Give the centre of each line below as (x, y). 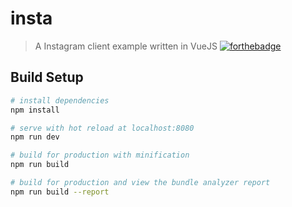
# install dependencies (60, 100)
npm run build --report (60, 192)
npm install (35, 110)
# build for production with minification (100, 155)
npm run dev (35, 137)
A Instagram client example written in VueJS (126, 46)
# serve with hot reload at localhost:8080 (102, 128)
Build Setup (47, 77)
